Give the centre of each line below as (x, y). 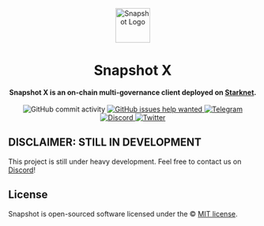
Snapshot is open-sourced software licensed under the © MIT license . (123, 213)
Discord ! (22, 170)
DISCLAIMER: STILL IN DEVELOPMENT (105, 143)
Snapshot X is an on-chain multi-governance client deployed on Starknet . (133, 92)
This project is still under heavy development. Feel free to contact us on (125, 161)
